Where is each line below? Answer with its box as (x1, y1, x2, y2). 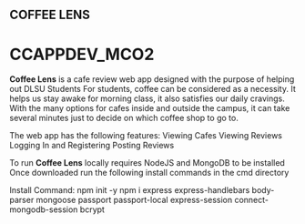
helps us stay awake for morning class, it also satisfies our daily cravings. (9, 93, 285, 104)
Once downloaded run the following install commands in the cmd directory (9, 168, 290, 178)
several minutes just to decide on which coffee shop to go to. (9, 113, 239, 124)
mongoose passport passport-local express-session (36, 195, 233, 206)
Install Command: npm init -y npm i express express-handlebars (9, 185, 250, 196)
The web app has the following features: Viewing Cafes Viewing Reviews (9, 130, 283, 141)
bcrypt (79, 204, 105, 215)
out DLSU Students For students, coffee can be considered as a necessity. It (9, 84, 296, 95)
